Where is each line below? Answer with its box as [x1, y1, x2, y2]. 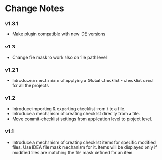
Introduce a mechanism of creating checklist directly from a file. [12, 111, 140, 117]
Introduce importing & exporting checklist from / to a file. [12, 106, 126, 112]
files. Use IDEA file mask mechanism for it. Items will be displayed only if [12, 144, 157, 150]
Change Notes [5, 3, 64, 14]
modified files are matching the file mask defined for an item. [12, 149, 134, 155]
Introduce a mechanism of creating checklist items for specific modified [12, 139, 156, 145]
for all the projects [12, 83, 49, 89]
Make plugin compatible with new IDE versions [12, 31, 106, 37]
